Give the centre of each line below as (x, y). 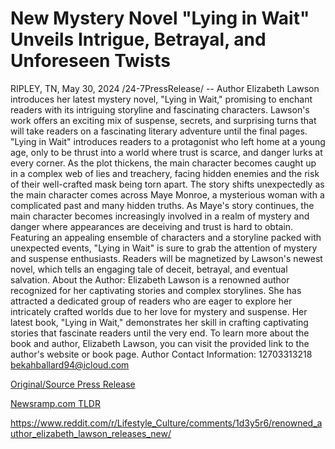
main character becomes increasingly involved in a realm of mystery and (160, 216)
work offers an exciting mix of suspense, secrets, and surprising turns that (163, 120)
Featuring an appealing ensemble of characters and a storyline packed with (166, 237)
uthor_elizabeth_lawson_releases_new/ (91, 433)
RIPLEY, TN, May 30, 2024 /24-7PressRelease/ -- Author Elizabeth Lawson (165, 88)
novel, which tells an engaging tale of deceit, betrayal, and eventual (149, 269)
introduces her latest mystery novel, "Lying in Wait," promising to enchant (161, 99)
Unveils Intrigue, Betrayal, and (138, 39)
